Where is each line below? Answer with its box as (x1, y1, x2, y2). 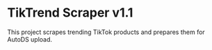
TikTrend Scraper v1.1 (7, 5, 133, 21)
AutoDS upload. (7, 35, 53, 43)
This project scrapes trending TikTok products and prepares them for (7, 28, 205, 36)
